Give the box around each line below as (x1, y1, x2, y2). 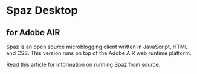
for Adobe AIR (6, 27, 60, 38)
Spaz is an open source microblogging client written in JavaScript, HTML (6, 43, 189, 50)
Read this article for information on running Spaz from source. (6, 61, 161, 68)
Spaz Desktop (6, 4, 78, 17)
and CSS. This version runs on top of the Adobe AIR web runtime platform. (6, 50, 192, 57)
